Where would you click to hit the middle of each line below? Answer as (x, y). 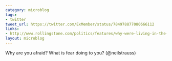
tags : (11, 15)
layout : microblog (25, 39)
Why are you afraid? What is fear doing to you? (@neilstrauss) (71, 53)
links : (12, 29)
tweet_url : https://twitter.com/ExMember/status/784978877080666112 (80, 24)
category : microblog (27, 10)
